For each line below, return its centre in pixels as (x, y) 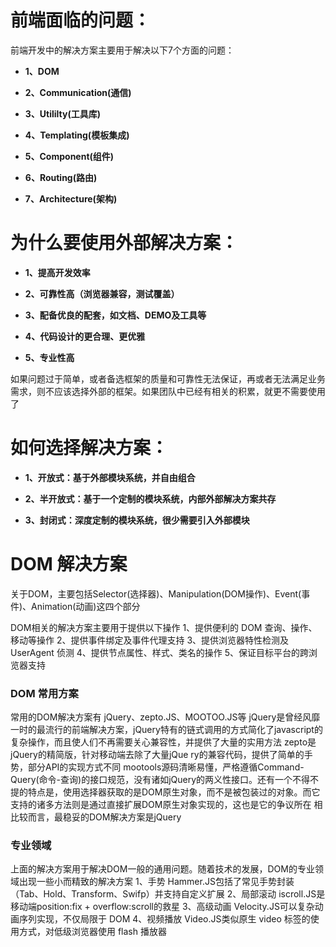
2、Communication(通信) (78, 92)
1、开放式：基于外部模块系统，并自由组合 (110, 477)
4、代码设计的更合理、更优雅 (85, 336)
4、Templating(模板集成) (77, 135)
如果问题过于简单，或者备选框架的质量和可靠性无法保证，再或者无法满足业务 (168, 378)
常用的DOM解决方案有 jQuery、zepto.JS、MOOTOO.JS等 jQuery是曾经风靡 (165, 717)
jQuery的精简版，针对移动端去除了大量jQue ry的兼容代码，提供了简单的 (157, 755)
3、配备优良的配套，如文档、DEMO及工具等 (115, 315)
